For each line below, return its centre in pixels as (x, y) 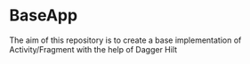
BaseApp (44, 16)
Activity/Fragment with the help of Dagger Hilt (93, 49)
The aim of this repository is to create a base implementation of (125, 40)
